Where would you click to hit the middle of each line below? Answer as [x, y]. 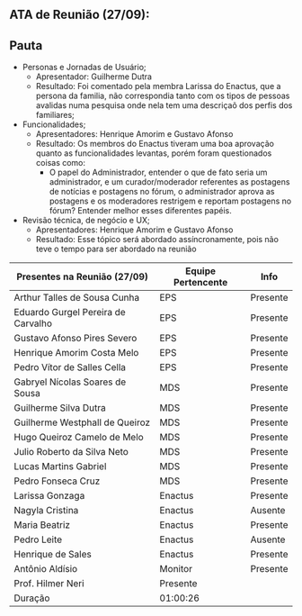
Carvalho [33, 323]
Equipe [201, 271]
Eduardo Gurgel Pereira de [70, 313]
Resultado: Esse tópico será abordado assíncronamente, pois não [157, 240]
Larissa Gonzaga [49, 496]
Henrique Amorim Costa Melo [76, 353]
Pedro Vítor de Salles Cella [70, 367]
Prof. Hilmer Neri [49, 584]
